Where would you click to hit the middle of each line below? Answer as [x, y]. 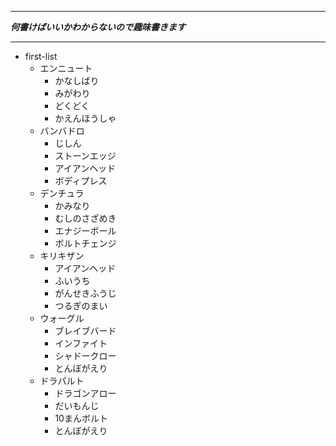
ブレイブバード [85, 330]
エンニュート [66, 68]
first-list [41, 56]
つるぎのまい [81, 305]
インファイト [81, 343]
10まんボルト [81, 418]
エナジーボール [85, 230]
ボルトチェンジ [85, 243]
